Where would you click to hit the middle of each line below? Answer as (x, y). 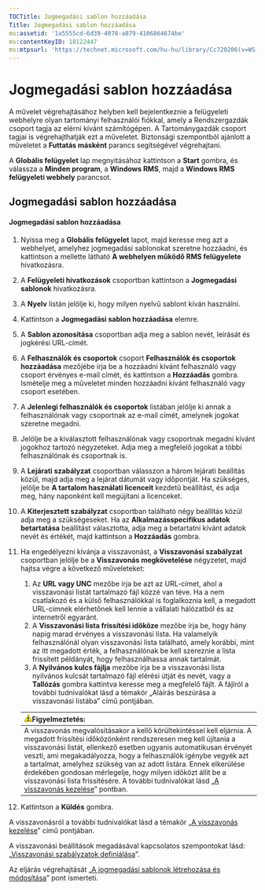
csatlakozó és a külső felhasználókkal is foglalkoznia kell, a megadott (144, 600)
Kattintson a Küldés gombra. (67, 806)
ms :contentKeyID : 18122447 (53, 42)
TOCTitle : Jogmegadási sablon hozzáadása (78, 17)
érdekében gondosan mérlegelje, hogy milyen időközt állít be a (125, 773)
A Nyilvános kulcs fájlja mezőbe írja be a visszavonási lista (128, 667)
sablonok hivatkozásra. (58, 289)
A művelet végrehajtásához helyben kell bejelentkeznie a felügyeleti (119, 112)
